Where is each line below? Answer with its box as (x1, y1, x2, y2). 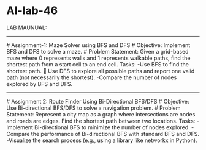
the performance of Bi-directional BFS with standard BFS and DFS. (31, 130, 199, 137)
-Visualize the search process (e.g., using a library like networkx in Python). (6, 137, 197, 144)
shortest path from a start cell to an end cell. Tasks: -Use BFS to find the (6, 60, 189, 68)
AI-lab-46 (6, 4, 58, 18)
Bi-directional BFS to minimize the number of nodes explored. (34, 123, 190, 131)
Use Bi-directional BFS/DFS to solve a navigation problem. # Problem (6, 104, 181, 112)
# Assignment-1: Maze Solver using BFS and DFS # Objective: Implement (6, 41, 191, 49)
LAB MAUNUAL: (6, 24, 47, 31)
